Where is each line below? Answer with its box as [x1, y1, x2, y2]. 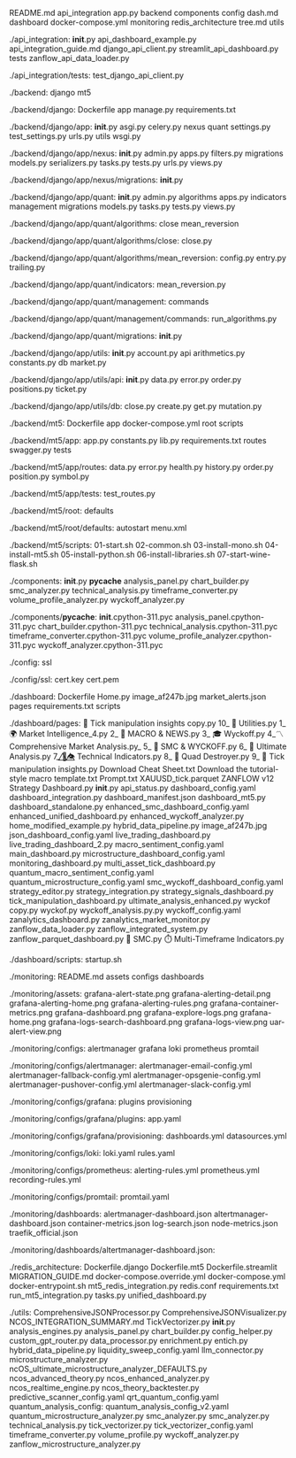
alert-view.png [9, 1026, 62, 1037]
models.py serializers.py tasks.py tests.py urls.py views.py [9, 158, 223, 167]
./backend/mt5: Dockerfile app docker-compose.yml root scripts [9, 418, 244, 428]
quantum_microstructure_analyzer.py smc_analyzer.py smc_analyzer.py [9, 1411, 269, 1421]
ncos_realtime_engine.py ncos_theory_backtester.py [9, 1383, 200, 1392]
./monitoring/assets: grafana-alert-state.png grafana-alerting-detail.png [9, 989, 271, 999]
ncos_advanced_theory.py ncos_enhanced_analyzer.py [9, 1373, 210, 1384]
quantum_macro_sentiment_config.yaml [9, 868, 155, 877]
